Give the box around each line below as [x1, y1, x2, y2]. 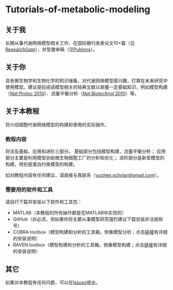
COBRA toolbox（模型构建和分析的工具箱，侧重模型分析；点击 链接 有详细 [12, 229, 168, 235]
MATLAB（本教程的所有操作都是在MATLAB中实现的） [12, 210, 127, 216]
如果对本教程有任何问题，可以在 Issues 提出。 [5, 279, 100, 286]
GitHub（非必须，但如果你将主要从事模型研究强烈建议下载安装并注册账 [12, 216, 163, 222]
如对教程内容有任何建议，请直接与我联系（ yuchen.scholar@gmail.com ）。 [5, 172, 162, 178]
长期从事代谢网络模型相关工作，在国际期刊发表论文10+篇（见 [5, 40, 135, 46]
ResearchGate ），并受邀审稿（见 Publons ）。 [5, 46, 98, 52]
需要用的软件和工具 [5, 186, 53, 193]
